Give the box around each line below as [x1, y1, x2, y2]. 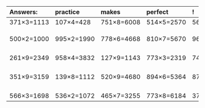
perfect [146, 8, 169, 16]
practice [54, 8, 80, 16]
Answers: [9, 8, 38, 16]
